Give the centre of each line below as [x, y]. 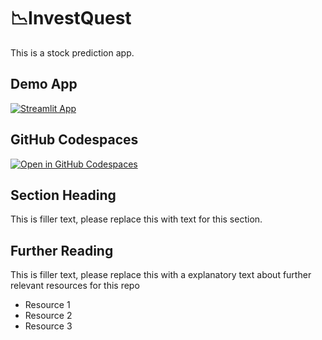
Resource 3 [48, 326]
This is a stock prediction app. [72, 52]
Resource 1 [47, 305]
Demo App [44, 84]
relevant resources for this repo [75, 286]
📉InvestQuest [71, 18]
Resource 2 [48, 316]
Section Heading [63, 195]
